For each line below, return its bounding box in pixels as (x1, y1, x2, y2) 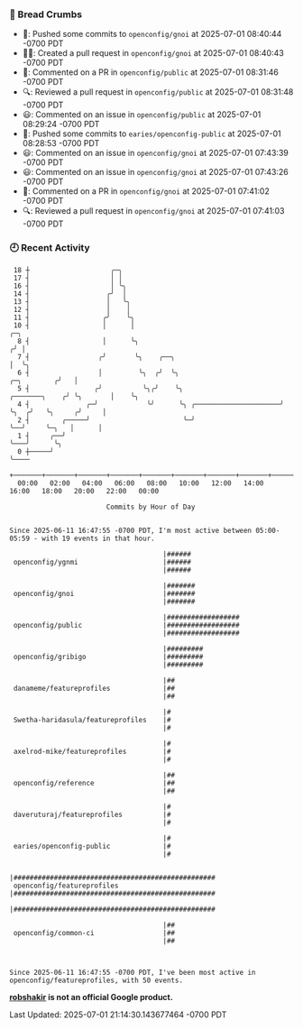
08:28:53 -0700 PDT (22, 138, 100, 149)
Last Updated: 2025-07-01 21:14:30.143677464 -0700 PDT (9, 1009, 227, 1020)
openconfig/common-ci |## (13, 928, 176, 937)
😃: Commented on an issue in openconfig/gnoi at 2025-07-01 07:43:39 (22, 148, 289, 159)
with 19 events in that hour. (41, 534, 155, 543)
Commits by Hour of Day (106, 502, 196, 511)
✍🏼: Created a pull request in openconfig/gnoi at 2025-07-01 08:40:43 (22, 48, 284, 59)
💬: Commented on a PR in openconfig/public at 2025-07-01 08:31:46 (22, 67, 280, 78)
